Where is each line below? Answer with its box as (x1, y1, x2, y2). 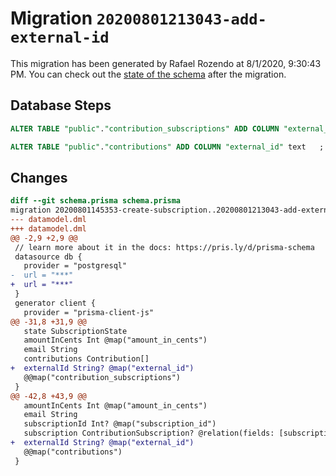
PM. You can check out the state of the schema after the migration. (10, 68, 287, 80)
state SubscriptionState (23, 326, 128, 336)
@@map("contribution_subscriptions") (23, 372, 182, 382)
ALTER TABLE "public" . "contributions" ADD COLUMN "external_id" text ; (10, 142, 325, 152)
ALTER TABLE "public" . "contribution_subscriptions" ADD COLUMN (10, 123, 280, 134)
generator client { (14, 298, 97, 308)
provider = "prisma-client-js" (23, 307, 155, 317)
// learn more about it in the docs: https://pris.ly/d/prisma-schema (14, 242, 315, 252)
